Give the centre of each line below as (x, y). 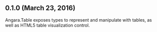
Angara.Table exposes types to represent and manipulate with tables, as (78, 20)
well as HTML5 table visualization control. (47, 25)
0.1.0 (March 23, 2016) (40, 8)
